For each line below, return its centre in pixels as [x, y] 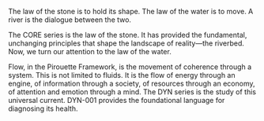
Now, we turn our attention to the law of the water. [90, 51]
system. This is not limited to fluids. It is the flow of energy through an [122, 75]
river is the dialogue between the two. [70, 20]
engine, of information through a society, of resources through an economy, [132, 83]
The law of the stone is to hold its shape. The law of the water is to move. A [131, 11]
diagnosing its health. [43, 108]
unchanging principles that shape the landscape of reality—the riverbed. [126, 43]
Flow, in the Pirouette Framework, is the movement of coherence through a [130, 67]
